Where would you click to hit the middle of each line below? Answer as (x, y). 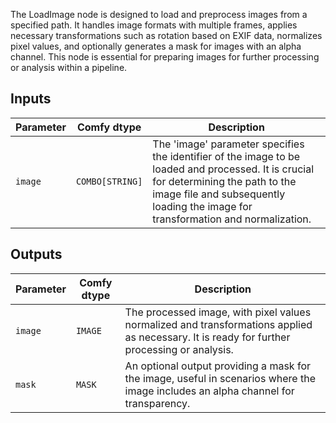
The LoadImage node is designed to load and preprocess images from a (159, 14)
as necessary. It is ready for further (207, 337)
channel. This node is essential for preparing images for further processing (165, 57)
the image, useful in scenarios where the (220, 378)
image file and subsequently (219, 194)
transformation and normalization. (232, 219)
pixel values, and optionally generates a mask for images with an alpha (156, 46)
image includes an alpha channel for (209, 391)
